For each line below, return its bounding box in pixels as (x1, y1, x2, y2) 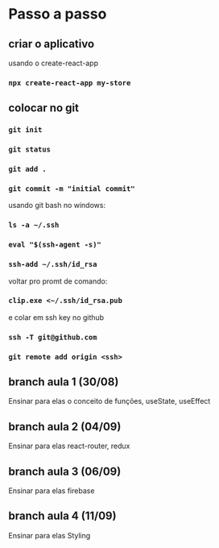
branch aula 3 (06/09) (8, 464, 122, 478)
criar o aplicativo (8, 37, 95, 51)
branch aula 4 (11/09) (8, 509, 117, 523)
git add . (8, 164, 47, 174)
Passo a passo (8, 5, 107, 23)
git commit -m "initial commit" (8, 185, 135, 193)
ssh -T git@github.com (8, 332, 97, 342)
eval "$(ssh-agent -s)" (8, 240, 102, 250)
